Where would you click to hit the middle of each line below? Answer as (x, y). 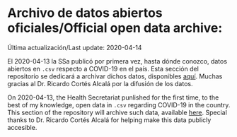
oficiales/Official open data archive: (115, 28)
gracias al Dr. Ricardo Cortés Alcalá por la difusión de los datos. (100, 83)
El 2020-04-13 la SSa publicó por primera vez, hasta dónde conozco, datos (117, 61)
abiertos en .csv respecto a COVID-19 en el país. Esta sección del (103, 68)
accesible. (22, 127)
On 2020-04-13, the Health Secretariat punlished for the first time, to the (113, 97)
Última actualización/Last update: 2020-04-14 (75, 47)
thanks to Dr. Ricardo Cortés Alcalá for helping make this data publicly (109, 120)
